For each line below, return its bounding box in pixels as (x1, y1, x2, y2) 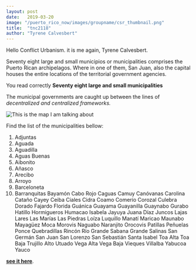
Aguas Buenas (14, 152, 50, 159)
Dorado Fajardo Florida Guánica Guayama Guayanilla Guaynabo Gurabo (14, 202, 189, 209)
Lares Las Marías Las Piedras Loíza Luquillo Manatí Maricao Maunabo (14, 215, 184, 222)
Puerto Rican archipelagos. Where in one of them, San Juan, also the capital (6, 64, 191, 71)
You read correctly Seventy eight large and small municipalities (6, 82, 163, 89)
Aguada (14, 140, 34, 147)
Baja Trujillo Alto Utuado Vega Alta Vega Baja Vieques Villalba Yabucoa (14, 240, 187, 247)
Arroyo (14, 178, 32, 185)
